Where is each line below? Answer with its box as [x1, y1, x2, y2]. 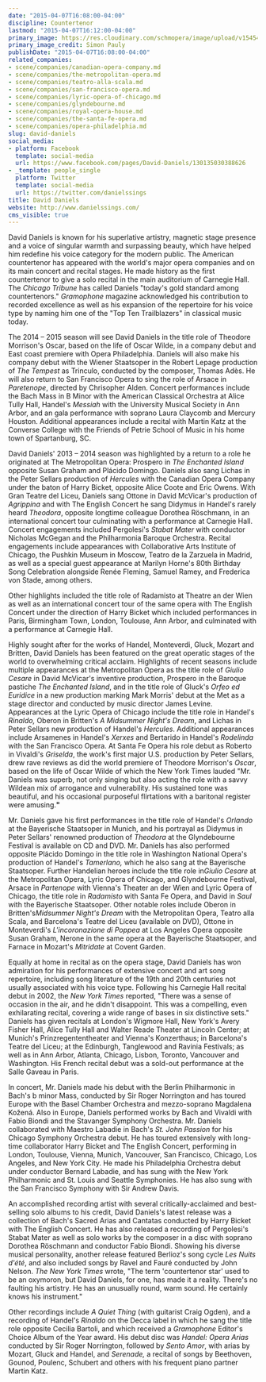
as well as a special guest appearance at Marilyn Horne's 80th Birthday [8, 559, 241, 568]
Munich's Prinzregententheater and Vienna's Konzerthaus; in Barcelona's [8, 1034, 248, 1043]
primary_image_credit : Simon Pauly [8, 41, 126, 49]
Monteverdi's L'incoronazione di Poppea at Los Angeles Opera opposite [8, 926, 243, 935]
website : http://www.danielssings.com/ [8, 203, 140, 211]
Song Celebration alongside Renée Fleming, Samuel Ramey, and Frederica [8, 567, 251, 576]
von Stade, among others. [8, 576, 93, 585]
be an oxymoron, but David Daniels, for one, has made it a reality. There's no [8, 1275, 258, 1284]
